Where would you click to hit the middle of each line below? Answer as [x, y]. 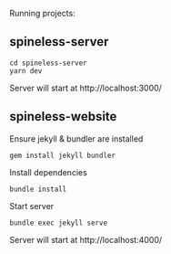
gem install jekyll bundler [63, 155]
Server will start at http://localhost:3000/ [85, 88]
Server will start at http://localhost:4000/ [86, 239]
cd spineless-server [49, 63]
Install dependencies [49, 172]
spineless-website [63, 116]
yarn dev [26, 71]
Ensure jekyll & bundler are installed [76, 138]
